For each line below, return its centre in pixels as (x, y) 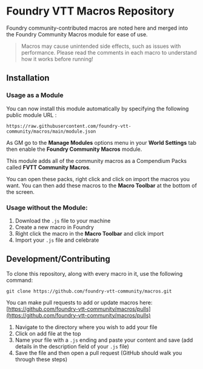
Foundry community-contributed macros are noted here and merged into (97, 28)
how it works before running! (57, 59)
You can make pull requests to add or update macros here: (79, 302)
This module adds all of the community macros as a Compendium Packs (97, 161)
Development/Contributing (58, 259)
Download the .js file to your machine (63, 221)
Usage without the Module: (47, 207)
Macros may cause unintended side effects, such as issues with (101, 46)
